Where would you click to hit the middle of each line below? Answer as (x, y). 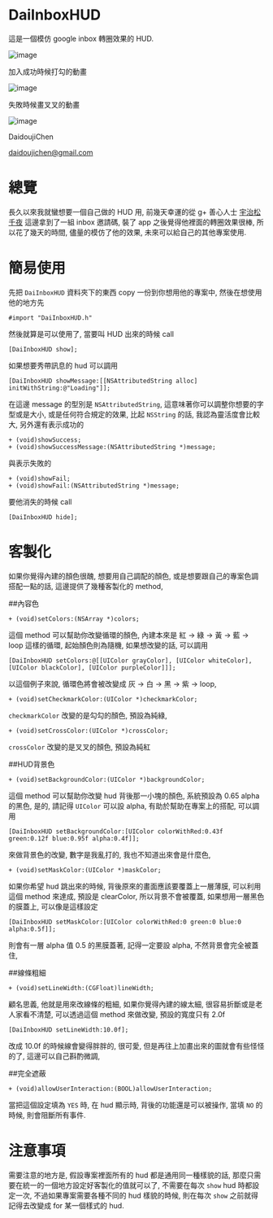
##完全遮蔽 (27, 1073)
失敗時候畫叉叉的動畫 (44, 104)
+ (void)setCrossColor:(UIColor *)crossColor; (89, 731)
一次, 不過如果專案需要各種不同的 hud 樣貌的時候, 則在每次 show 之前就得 (136, 1195)
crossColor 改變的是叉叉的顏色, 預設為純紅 (80, 747)
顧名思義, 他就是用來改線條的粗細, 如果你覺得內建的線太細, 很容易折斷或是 (132, 1004)
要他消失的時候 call (40, 501)
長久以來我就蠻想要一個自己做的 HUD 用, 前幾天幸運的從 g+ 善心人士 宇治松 (135, 212)
